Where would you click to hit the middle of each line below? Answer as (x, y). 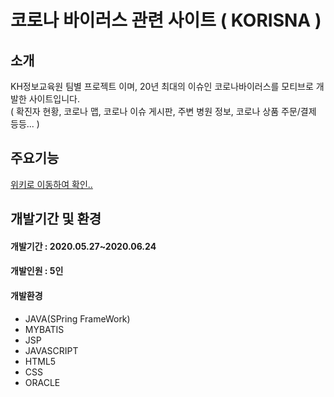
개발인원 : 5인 (37, 271)
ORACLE (42, 382)
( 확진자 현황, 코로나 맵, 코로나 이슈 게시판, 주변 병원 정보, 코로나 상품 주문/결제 (163, 111)
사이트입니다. (54, 99)
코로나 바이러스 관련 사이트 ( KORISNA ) (166, 20)
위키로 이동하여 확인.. (51, 184)
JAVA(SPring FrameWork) (77, 318)
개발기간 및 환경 (56, 219)
